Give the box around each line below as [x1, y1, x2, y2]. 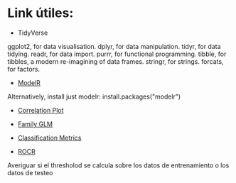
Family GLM [17, 119, 53, 128]
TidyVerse [17, 28, 48, 37]
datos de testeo [7, 168, 53, 177]
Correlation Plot [17, 106, 64, 114]
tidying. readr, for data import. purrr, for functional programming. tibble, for [7, 50, 227, 58]
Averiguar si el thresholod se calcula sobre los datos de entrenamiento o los [7, 161, 230, 170]
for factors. [7, 65, 41, 73]
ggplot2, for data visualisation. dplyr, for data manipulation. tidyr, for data [7, 42, 222, 50]
